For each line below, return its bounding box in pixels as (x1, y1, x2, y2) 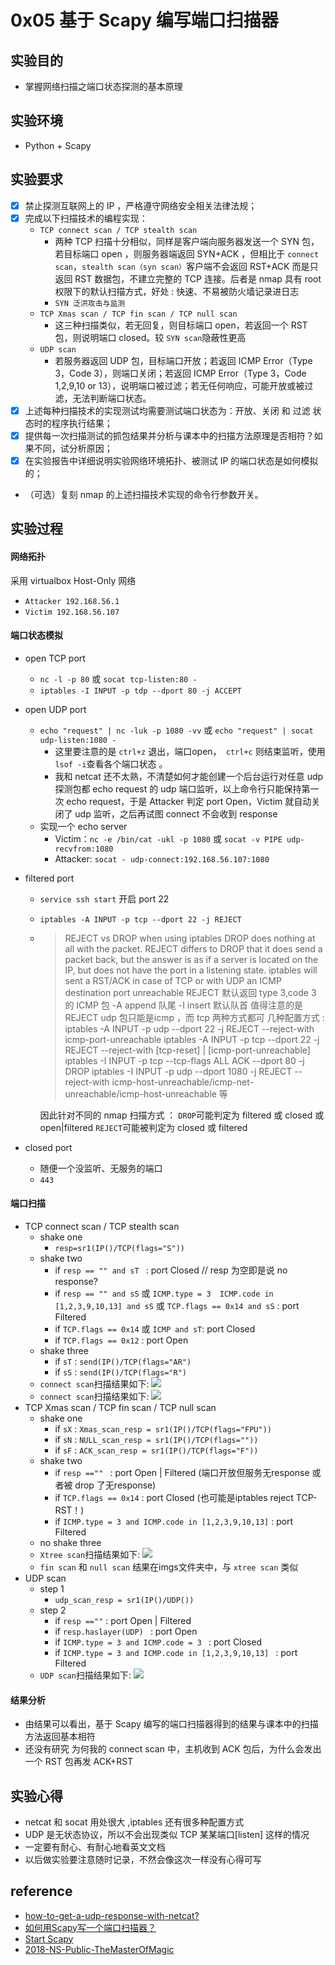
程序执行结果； (51, 417, 113, 429)
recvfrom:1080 (54, 844, 114, 854)
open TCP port (24, 652, 86, 664)
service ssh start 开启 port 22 (39, 892, 170, 905)
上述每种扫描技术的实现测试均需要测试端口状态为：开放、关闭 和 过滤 (24, 404, 311, 416)
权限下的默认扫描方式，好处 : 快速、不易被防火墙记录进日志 (54, 285, 300, 297)
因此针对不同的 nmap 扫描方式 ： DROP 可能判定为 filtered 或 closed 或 (39, 1109, 325, 1121)
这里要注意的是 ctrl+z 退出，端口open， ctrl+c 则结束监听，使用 (54, 745, 326, 757)
